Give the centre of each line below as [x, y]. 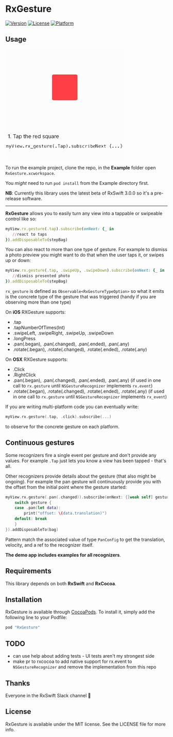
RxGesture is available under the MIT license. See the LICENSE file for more [85, 724]
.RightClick [24, 375]
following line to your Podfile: [36, 618]
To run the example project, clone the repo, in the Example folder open [81, 167]
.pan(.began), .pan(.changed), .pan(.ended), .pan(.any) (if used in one [87, 380]
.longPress [24, 338]
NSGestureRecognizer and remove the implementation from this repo [84, 667]
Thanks [18, 683]
